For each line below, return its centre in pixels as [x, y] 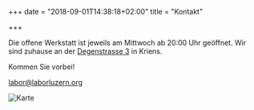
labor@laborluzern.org [45, 82]
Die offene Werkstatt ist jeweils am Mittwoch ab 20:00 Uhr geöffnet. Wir [127, 43]
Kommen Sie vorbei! [42, 67]
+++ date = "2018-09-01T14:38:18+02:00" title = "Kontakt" [105, 12]
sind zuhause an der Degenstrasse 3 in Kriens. [85, 51]
